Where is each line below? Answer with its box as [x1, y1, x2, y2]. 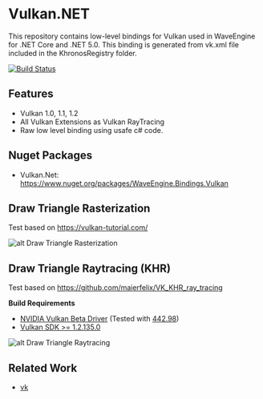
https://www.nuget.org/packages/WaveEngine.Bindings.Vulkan [19, 178, 229, 188]
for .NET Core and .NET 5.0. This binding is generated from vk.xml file [8, 39, 239, 49]
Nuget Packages [8, 149, 93, 163]
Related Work [8, 361, 78, 375]
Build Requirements [8, 298, 75, 308]
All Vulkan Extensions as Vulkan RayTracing [19, 117, 165, 127]
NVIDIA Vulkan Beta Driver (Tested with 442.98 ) [19, 314, 180, 324]
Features [8, 87, 54, 101]
